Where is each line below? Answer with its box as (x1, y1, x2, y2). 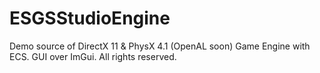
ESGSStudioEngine (9, 7, 171, 30)
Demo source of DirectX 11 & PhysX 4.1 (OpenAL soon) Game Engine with (9, 40, 311, 52)
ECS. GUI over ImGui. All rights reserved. (9, 50, 177, 62)
